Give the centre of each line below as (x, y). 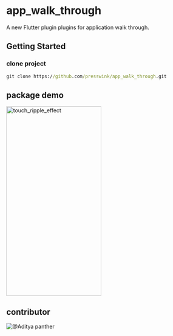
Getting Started (36, 46)
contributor (28, 312)
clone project (26, 64)
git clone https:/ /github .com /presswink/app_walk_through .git (86, 76)
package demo (35, 95)
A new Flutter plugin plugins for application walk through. (78, 27)
